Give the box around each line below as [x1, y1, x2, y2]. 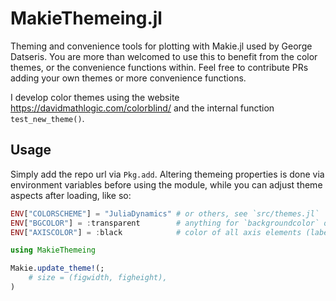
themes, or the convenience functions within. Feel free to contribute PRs [10, 61, 309, 73]
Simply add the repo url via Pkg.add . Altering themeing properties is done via [10, 168, 325, 180]
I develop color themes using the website [10, 91, 180, 103]
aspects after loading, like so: [10, 189, 132, 201]
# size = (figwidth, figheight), [28, 273, 168, 283]
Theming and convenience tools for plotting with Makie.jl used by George [10, 40, 313, 52]
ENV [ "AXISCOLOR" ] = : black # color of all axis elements [10, 227, 302, 237]
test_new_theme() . [10, 112, 85, 124]
